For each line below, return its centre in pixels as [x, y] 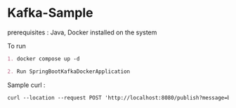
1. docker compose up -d [44, 59]
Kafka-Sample [50, 13]
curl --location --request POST [54, 97]
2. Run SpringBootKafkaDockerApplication [69, 72]
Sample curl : [26, 85]
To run [17, 46]
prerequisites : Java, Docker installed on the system [82, 32]
